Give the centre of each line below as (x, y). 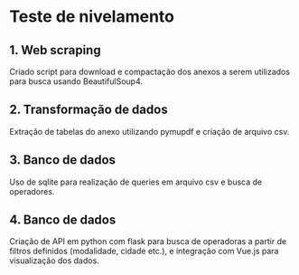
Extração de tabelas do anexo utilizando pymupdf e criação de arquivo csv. (149, 131)
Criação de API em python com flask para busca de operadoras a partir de (148, 242)
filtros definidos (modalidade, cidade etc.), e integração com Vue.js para (144, 251)
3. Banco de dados (62, 160)
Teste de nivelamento (92, 17)
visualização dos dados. (54, 261)
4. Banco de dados (63, 220)
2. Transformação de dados (89, 110)
